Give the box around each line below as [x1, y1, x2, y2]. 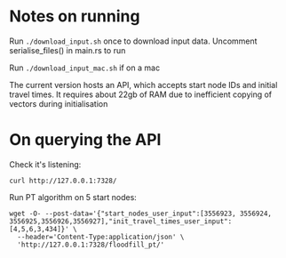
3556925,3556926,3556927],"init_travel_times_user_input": [9, 216, 233, 226]
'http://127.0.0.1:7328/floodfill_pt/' [17, 240, 165, 249]
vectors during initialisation [9, 98, 108, 109]
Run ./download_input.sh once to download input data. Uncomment [9, 36, 258, 46]
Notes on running [9, 6, 140, 27]
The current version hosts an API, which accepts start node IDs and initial [9, 79, 278, 90]
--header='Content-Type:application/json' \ [17, 232, 185, 241]
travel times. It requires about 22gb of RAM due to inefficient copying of [9, 89, 273, 100]
